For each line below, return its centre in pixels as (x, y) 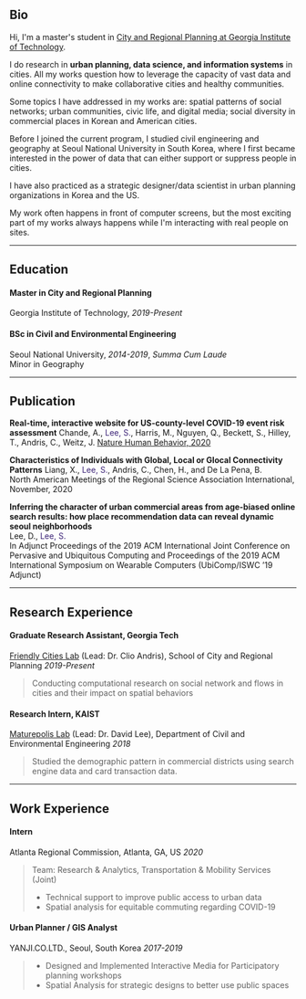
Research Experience (71, 612)
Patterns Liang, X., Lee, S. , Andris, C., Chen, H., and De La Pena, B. (136, 470)
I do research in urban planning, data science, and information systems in (151, 64)
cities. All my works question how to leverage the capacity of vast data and (150, 74)
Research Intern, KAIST (55, 714)
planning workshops (83, 975)
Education (39, 270)
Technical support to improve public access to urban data (153, 897)
